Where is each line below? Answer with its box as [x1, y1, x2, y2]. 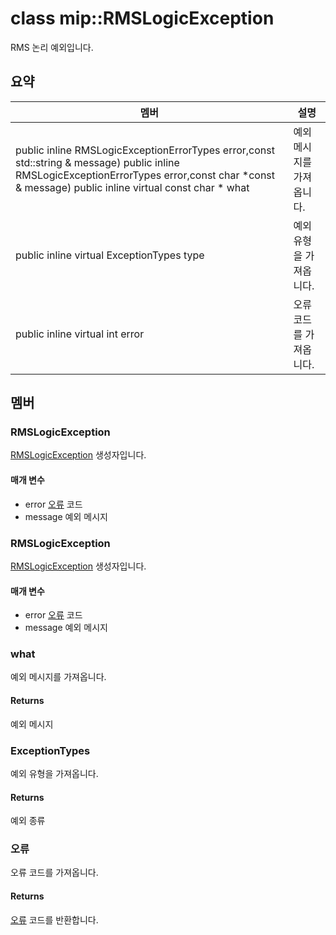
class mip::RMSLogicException [10, 7, 275, 30]
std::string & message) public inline [15, 155, 180, 169]
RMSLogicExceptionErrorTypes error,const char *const [15, 168, 276, 182]
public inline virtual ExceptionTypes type [15, 248, 205, 262]
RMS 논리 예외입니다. [10, 41, 94, 53]
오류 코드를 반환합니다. [10, 913, 99, 926]
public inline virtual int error [15, 327, 145, 341]
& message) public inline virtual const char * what [15, 180, 250, 194]
